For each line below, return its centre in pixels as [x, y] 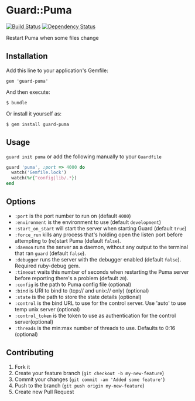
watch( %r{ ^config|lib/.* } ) [44, 178]
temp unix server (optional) [47, 309]
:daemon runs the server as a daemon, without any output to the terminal [101, 247]
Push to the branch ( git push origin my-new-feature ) [79, 385]
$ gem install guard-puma [37, 124]
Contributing [30, 353]
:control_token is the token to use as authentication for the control [95, 315]
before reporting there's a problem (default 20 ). [71, 278]
